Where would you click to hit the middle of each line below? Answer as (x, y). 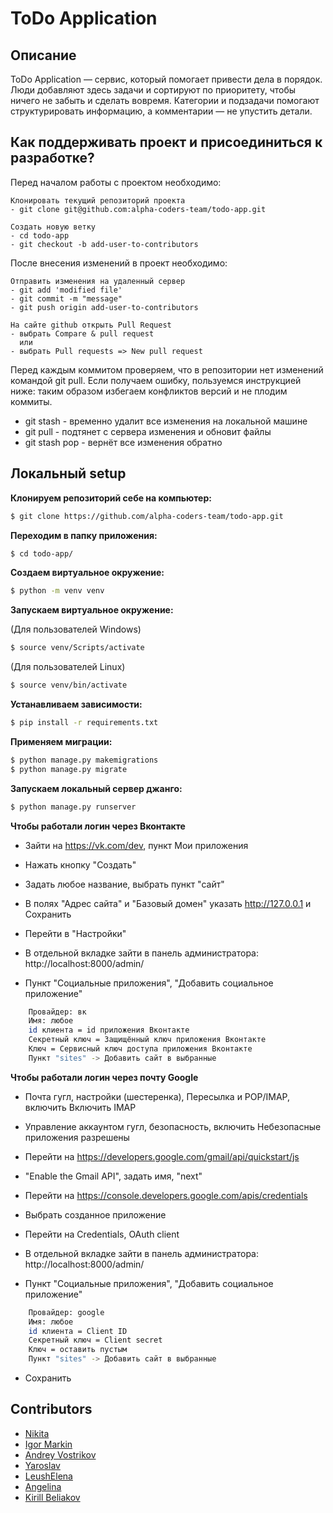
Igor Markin (48, 1444)
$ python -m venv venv (57, 591)
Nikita (37, 1433)
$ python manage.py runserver (73, 807)
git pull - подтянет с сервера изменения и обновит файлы (148, 431)
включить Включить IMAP (80, 1107)
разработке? (52, 158)
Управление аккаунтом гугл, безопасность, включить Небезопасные (173, 1126)
